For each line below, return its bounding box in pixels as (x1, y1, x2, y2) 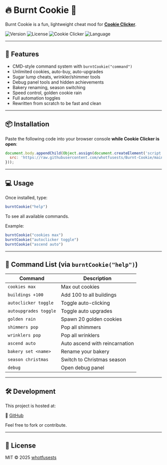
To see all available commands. (5, 213, 70, 219)
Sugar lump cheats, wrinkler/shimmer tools (12, 74, 100, 80)
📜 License (5, 441, 36, 450)
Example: (5, 223, 24, 229)
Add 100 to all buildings (61, 291, 117, 298)
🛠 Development (5, 387, 56, 395)
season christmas (7, 357, 49, 362)
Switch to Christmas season (61, 356, 126, 363)
